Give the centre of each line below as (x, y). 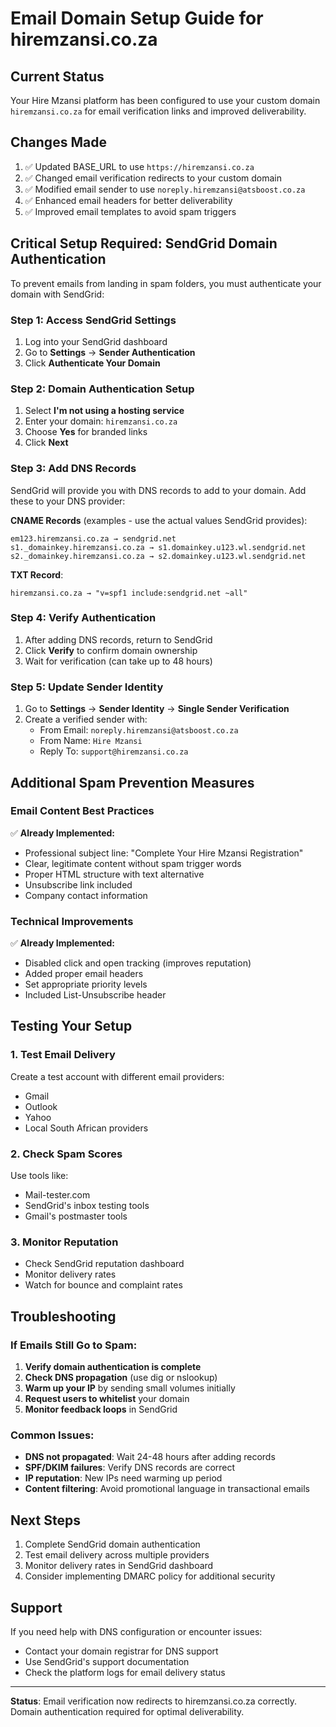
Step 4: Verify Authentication (83, 618)
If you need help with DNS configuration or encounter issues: (136, 1631)
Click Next (46, 443)
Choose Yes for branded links (86, 432)
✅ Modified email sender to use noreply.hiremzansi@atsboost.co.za (165, 189)
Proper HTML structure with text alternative (114, 874)
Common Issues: (52, 1435)
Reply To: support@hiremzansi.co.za (114, 751)
